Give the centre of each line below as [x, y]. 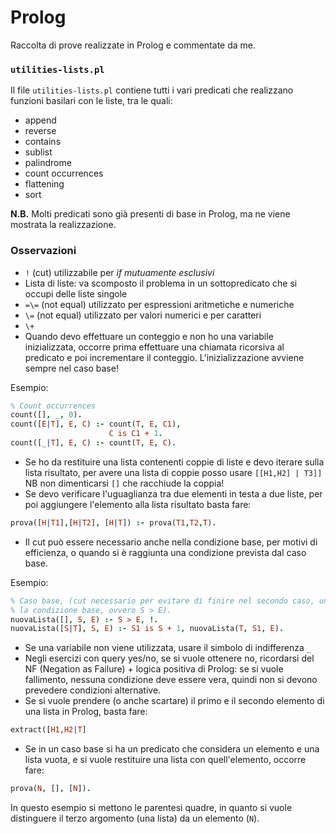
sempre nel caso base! [71, 368]
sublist [38, 152]
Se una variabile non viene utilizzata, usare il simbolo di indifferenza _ [168, 648]
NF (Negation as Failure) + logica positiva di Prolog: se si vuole [154, 669]
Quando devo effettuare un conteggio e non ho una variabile [149, 336]
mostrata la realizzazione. [63, 225]
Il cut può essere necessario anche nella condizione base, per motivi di [171, 542]
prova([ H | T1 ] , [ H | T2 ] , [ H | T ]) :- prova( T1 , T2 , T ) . [113, 522]
